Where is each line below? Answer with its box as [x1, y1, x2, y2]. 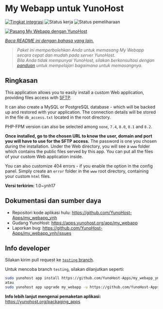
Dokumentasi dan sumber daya [5, 197, 101, 205]
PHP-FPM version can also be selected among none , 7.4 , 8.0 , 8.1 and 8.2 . [5, 124, 152, 129]
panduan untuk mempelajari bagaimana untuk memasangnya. [16, 62, 143, 68]
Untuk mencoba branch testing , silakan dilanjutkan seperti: [5, 266, 125, 272]
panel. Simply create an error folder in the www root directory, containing [5, 168, 149, 174]
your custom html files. [5, 173, 51, 179]
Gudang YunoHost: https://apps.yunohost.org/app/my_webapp [12, 220, 138, 226]
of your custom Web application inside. [5, 154, 83, 159]
